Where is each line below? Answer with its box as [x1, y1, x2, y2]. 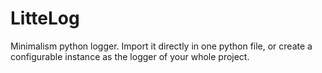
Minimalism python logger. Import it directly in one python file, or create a [10, 40, 313, 52]
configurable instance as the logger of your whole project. [10, 50, 250, 62]
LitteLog [10, 7, 80, 30]
